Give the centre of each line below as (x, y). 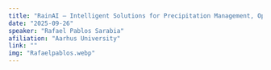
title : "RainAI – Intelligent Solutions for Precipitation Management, (131, 16)
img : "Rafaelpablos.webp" (52, 53)
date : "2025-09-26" (41, 23)
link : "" (23, 46)
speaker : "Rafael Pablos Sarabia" (67, 31)
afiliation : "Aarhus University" (65, 38)
